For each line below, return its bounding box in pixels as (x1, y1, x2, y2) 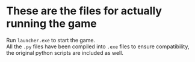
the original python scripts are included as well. (6, 49, 123, 56)
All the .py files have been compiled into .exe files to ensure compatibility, (6, 43, 190, 50)
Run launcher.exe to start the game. (6, 36, 95, 44)
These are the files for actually (6, 4, 162, 18)
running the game (6, 17, 97, 30)
